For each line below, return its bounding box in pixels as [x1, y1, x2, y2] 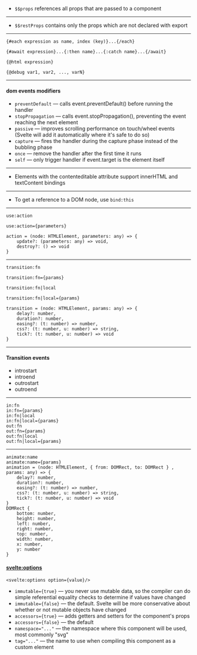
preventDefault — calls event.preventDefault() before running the [14, 100, 173, 107]
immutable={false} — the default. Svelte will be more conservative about [14, 600, 191, 607]
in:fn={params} [6, 408, 43, 414]
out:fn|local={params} [6, 439, 62, 445]
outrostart [14, 380, 39, 387]
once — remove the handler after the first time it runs [14, 150, 142, 157]
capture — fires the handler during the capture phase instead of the [14, 138, 178, 145]
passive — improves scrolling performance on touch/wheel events [14, 125, 175, 132]
